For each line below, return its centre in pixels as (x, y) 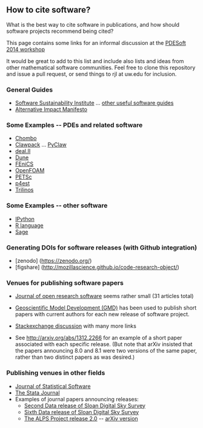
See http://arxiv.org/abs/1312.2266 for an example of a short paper (98, 338)
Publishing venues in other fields (56, 373)
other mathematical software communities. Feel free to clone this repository (101, 67)
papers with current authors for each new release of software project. (102, 314)
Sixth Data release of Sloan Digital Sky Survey (82, 412)
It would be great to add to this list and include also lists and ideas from (95, 61)
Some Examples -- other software (57, 206)
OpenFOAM (30, 171)
